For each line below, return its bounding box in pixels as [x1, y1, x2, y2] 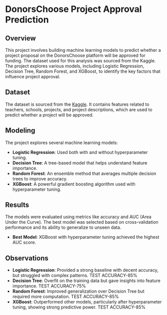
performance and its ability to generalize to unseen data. [5, 224, 122, 230]
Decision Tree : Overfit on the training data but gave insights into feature [12, 278, 161, 284]
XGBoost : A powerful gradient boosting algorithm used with [12, 181, 136, 187]
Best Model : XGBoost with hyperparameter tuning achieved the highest [12, 234, 160, 240]
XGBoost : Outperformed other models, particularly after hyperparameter [12, 299, 162, 305]
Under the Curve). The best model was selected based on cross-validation [5, 219, 159, 225]
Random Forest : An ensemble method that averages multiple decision [12, 170, 157, 176]
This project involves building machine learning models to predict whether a [5, 47, 161, 53]
